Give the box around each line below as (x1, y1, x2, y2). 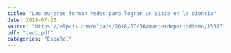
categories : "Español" (7, 36, 72, 43)
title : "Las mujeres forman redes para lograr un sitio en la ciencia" (7, 10, 217, 17)
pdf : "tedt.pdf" (7, 29, 54, 36)
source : (7, 23, 30, 30)
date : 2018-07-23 (7, 17, 57, 23)
